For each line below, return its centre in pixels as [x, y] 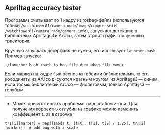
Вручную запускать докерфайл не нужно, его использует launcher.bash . [81, 50]
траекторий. [18, 41]
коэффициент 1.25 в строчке [42, 114]
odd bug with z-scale [56, 128]
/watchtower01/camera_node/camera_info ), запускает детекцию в [71, 30]
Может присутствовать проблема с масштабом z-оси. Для [74, 103]
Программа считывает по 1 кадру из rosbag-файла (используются [75, 20]
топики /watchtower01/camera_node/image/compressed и [61, 25]
